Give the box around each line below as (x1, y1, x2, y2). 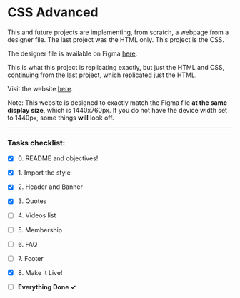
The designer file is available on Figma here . (7, 49, 138, 58)
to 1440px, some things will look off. (7, 113, 114, 122)
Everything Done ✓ (17, 282, 76, 291)
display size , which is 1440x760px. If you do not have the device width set (7, 106, 227, 114)
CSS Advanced (7, 4, 99, 21)
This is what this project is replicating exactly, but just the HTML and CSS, (7, 63, 225, 71)
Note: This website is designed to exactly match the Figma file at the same (7, 98, 227, 107)
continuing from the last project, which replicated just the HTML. (7, 71, 197, 79)
